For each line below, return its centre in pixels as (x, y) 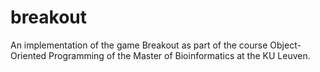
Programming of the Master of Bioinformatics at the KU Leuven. (179, 55)
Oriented (28, 55)
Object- (285, 45)
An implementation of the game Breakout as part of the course (139, 45)
